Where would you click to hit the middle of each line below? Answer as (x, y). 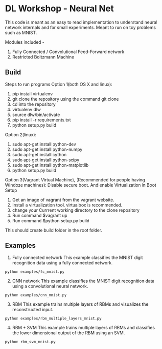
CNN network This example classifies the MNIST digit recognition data (83, 281)
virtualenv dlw (26, 109)
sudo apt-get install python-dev (44, 144)
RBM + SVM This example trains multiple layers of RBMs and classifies (83, 327)
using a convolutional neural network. (50, 286)
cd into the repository (34, 104)
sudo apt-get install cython (39, 154)
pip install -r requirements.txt (41, 120)
